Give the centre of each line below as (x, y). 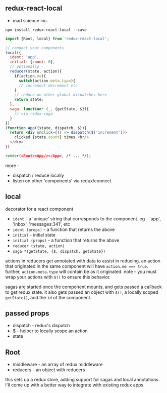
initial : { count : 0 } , (33, 62)
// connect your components (35, 48)
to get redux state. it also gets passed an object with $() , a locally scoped (82, 292)
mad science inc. (30, 20)
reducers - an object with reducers (49, 370)
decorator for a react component (39, 209)
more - (12, 165)
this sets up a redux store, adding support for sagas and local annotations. (82, 380)
